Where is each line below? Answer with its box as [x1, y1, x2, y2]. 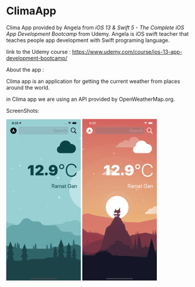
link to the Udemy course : [6, 48, 71, 55]
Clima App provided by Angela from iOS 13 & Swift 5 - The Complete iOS [6, 24, 185, 31]
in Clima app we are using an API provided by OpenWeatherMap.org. [6, 95, 175, 103]
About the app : [6, 66, 45, 73]
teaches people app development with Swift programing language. [6, 36, 170, 44]
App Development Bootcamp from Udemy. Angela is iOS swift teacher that [6, 30, 189, 37]
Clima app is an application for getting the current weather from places [6, 78, 181, 85]
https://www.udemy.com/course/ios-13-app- [72, 48, 183, 55]
